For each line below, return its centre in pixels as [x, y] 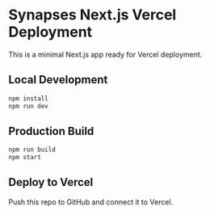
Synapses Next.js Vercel [92, 15]
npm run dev [28, 106]
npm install [28, 99]
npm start [25, 158]
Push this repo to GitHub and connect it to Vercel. [91, 202]
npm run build [32, 150]
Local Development [58, 80]
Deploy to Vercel [51, 182]
